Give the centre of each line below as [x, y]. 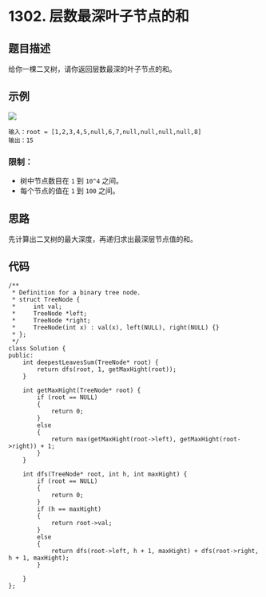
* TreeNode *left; [50, 313]
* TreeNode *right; [51, 320]
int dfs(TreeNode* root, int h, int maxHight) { [105, 474]
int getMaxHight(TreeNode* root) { [82, 390]
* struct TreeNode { [46, 299]
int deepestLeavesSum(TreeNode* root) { [91, 362]
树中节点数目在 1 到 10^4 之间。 [71, 181]
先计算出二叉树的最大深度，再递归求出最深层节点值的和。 [103, 239]
